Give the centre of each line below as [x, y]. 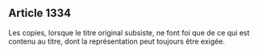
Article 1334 [40, 13]
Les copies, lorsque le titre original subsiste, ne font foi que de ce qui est [129, 32]
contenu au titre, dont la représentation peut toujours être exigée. [117, 41]
